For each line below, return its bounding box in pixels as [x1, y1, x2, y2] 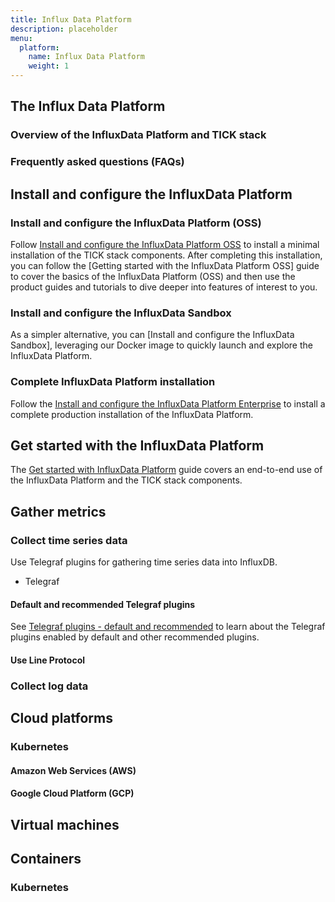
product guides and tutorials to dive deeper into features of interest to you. [10, 281, 318, 293]
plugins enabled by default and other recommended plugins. [10, 631, 260, 643]
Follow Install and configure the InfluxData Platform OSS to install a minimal [10, 238, 320, 250]
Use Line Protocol [10, 654, 86, 666]
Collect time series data [10, 533, 128, 547]
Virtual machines [10, 816, 120, 833]
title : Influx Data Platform [10, 14, 132, 25]
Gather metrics [10, 503, 107, 520]
